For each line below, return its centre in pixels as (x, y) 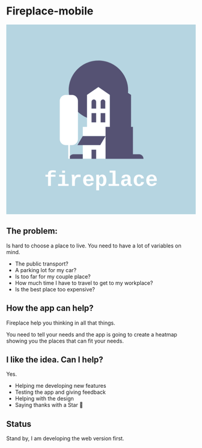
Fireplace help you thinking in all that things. (61, 323)
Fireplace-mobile (50, 11)
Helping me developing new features (60, 386)
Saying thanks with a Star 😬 (49, 405)
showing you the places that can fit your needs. (65, 341)
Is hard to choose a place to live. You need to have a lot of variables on (94, 246)
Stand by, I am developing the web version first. (65, 438)
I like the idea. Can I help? (55, 359)
